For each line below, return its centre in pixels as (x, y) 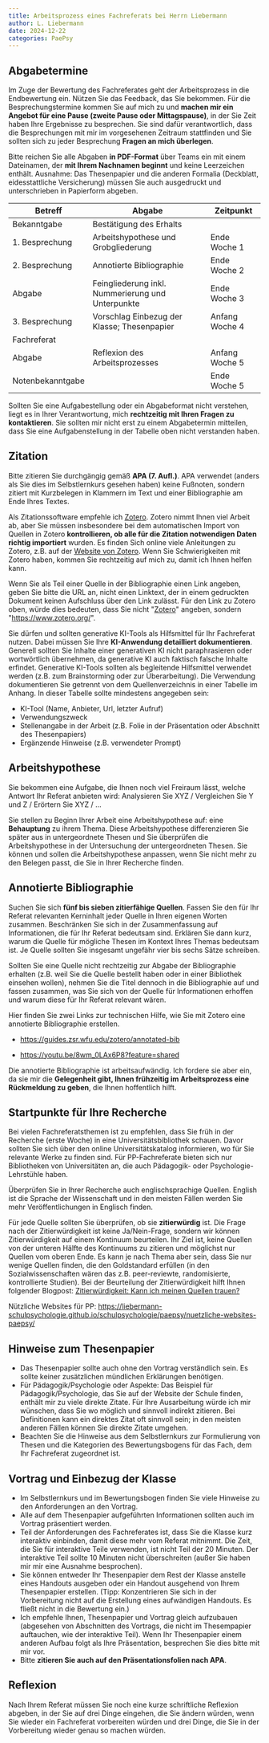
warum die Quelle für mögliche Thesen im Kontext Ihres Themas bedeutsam (134, 941)
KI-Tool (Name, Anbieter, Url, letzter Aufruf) (92, 708)
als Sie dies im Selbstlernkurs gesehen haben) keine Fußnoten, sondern (127, 484)
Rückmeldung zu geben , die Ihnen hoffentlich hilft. (92, 1087)
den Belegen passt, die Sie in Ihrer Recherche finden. (96, 862)
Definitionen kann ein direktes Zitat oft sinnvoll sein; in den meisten (130, 1419)
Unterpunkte (116, 303)
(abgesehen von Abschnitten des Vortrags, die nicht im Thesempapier (136, 1626)
